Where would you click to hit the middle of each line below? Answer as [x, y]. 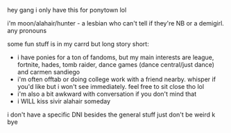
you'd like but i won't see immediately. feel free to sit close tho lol [111, 86]
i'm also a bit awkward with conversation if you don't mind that [107, 94]
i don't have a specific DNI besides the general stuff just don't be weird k [111, 114]
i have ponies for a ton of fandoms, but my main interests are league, [115, 57]
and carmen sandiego [49, 72]
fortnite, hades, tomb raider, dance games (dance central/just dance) [116, 64]
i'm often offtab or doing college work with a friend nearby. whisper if [117, 79]
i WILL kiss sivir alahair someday [64, 101]
